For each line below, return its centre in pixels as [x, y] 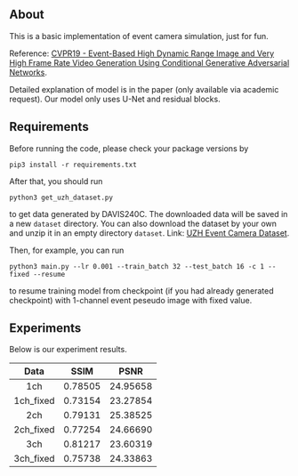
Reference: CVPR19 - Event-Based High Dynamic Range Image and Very [142, 53]
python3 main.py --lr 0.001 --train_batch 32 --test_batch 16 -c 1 [137, 266]
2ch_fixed [34, 430]
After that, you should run [56, 181]
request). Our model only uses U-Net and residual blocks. [115, 99]
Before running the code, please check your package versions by [129, 148]
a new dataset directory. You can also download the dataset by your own [143, 223]
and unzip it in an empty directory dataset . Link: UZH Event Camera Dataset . [149, 233]
